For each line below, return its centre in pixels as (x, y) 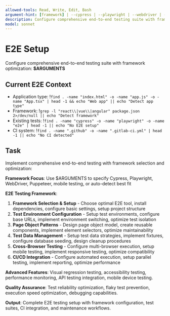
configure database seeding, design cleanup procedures (72, 241)
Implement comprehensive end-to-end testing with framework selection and (85, 163)
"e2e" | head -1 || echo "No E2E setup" (56, 126)
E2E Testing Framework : (31, 193)
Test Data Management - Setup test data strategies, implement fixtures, (88, 235)
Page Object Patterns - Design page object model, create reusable (82, 225)
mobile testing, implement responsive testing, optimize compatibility (83, 252)
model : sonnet (20, 24)
